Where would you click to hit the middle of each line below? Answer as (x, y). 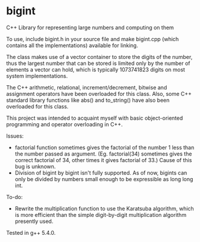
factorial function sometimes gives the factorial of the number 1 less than (104, 147)
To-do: (14, 197)
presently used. (34, 221)
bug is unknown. (35, 166)
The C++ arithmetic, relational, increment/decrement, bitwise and (87, 87)
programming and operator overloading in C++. (64, 124)
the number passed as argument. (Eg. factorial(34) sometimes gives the (103, 154)
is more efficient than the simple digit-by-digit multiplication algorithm (101, 215)
